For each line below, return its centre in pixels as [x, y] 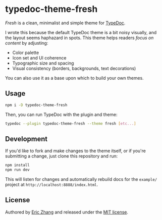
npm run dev [17, 170]
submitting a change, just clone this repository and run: [61, 156]
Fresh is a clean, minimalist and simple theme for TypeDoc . [65, 23]
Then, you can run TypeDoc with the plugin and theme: [61, 114]
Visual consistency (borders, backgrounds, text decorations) [74, 68]
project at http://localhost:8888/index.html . [52, 185]
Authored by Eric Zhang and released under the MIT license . [67, 212]
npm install [17, 165]
